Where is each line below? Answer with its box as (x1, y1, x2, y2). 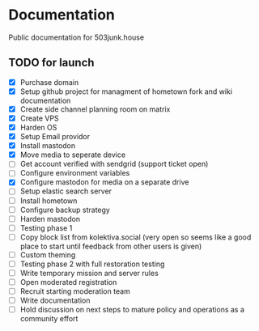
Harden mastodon (19, 214, 81, 223)
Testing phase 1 (19, 223, 73, 232)
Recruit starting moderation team (19, 286, 131, 296)
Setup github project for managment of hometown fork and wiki (19, 87, 233, 96)
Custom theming (19, 249, 76, 260)
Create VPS (19, 113, 59, 123)
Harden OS (19, 123, 57, 132)
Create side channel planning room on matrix (19, 104, 171, 114)
